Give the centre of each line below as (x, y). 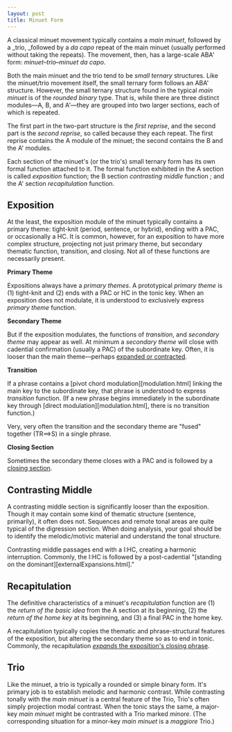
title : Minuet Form (35, 20)
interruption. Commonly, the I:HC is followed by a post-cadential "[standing (114, 557)
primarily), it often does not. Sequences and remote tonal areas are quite (111, 522)
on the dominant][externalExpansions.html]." (71, 564)
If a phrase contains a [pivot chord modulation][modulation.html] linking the (115, 384)
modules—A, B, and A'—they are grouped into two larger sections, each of (114, 105)
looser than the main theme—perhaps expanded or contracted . (97, 357)
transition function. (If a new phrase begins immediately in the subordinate (114, 398)
